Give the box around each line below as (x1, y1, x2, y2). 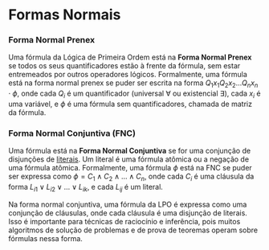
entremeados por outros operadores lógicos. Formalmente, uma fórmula (8, 70, 247, 80)
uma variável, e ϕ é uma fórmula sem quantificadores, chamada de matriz (8, 99, 253, 109)
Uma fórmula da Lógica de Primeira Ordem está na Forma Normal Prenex (8, 52, 252, 62)
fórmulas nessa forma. (8, 233, 83, 243)
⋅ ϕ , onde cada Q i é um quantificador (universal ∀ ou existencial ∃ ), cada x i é (8, 88, 261, 100)
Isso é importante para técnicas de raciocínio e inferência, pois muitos (8, 216, 241, 226)
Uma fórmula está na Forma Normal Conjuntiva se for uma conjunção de (8, 146, 251, 156)
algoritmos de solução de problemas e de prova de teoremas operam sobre (8, 225, 259, 235)
